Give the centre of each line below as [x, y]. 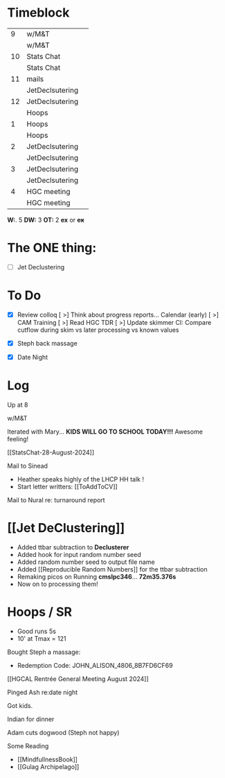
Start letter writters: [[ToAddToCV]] [67, 487]
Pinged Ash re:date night [43, 692]
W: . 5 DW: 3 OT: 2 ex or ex [46, 220]
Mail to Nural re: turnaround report [56, 500]
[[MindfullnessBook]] [47, 759]
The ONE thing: [52, 248]
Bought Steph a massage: [44, 652]
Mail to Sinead [28, 466]
